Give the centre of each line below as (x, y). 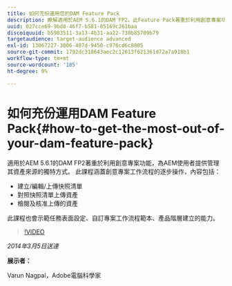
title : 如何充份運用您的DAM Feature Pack (63, 13)
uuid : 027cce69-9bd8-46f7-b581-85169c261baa (72, 26)
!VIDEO (34, 232)
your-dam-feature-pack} (80, 143)
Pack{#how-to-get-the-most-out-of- (116, 129)
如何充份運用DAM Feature (82, 113)
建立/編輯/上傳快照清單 (50, 186)
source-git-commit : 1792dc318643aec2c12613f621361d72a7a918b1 (98, 52)
